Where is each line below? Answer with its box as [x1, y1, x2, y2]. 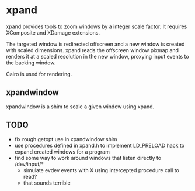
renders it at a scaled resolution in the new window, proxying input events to [6, 53, 189, 60]
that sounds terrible [23, 179, 71, 186]
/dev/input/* [14, 161, 44, 168]
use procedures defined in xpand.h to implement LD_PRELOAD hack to [14, 142, 185, 149]
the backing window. [6, 59, 56, 66]
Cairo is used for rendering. [6, 70, 72, 77]
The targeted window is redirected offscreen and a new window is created [6, 40, 185, 47]
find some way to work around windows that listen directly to [14, 154, 162, 161]
